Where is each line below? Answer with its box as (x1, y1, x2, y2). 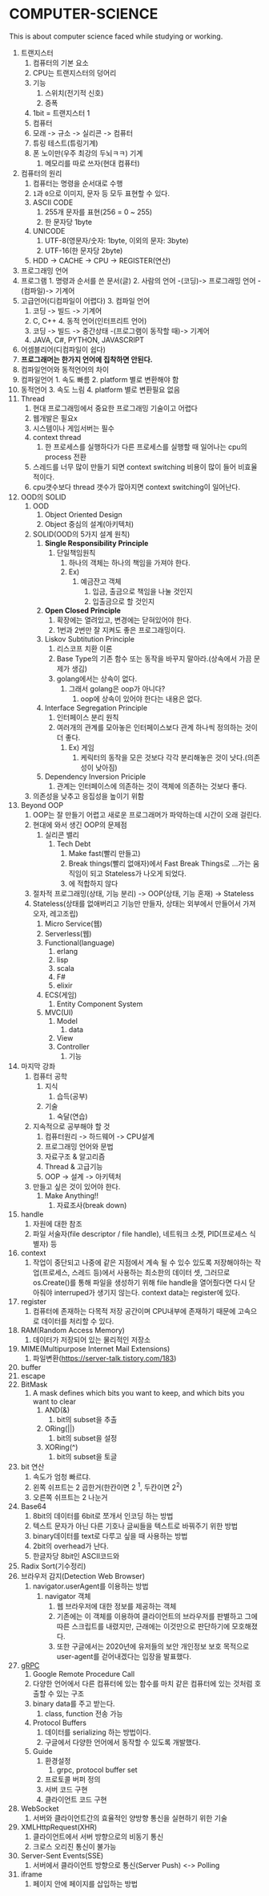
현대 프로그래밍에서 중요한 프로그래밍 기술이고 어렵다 (32, 403, 199, 413)
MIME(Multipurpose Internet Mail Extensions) (20, 1344, 171, 1353)
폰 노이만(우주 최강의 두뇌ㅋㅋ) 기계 (32, 148, 143, 157)
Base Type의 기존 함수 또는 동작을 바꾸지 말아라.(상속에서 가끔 (56, 654, 252, 663)
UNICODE (32, 226, 66, 235)
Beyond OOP (20, 800, 63, 809)
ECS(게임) (44, 989, 77, 1000)
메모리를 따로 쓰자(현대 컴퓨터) (44, 158, 140, 168)
